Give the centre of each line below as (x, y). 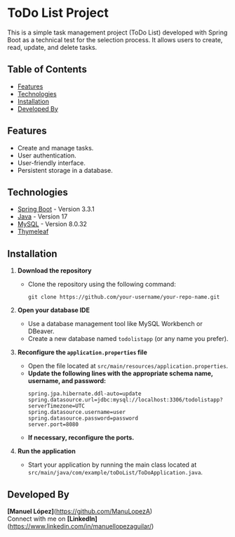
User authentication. (47, 155)
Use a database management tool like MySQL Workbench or (115, 324)
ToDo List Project (58, 13)
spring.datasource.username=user (77, 413)
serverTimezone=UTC (56, 406)
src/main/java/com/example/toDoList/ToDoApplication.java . (115, 472)
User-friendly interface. (51, 162)
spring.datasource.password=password (83, 419)
